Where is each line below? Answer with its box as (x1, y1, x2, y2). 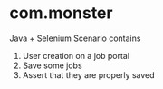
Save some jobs (22, 60, 83, 71)
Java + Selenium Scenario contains (9, 33, 141, 44)
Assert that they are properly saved (22, 69, 156, 80)
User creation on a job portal (22, 50, 129, 61)
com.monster (9, 3, 113, 24)
